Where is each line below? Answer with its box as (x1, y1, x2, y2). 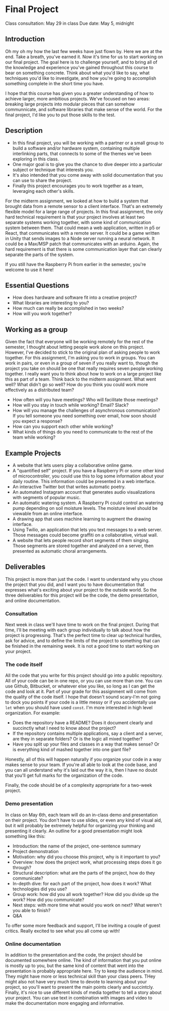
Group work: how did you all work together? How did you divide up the (12, 891, 159, 897)
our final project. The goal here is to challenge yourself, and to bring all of (5, 59, 157, 65)
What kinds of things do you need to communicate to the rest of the (12, 429, 153, 435)
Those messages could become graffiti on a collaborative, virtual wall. (12, 532, 158, 538)
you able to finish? (12, 907, 51, 913)
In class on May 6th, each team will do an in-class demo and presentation (5, 812, 158, 818)
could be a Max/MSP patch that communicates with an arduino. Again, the (5, 241, 159, 247)
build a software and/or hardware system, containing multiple (12, 145, 140, 151)
